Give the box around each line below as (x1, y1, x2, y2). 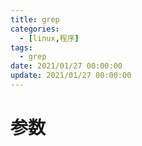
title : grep (10, 14, 60, 25)
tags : (10, 42, 33, 53)
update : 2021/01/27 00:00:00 (10, 71, 132, 81)
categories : (10, 24, 60, 34)
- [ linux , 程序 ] (19, 33, 80, 43)
